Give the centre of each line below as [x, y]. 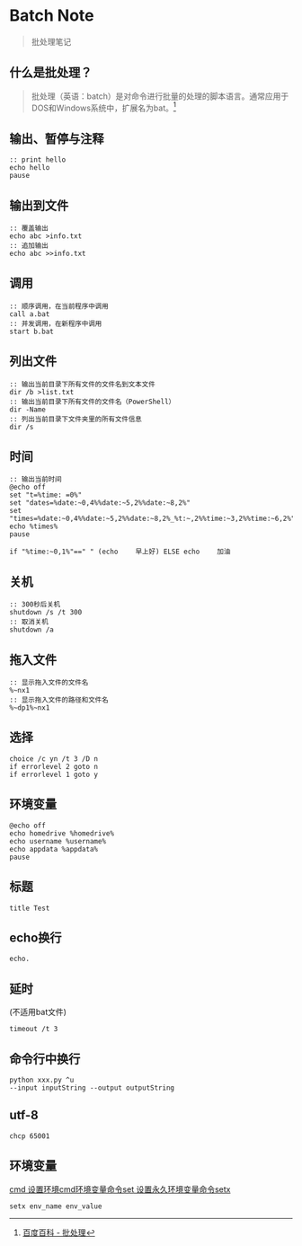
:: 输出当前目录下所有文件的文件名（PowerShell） [93, 402]
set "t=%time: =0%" [46, 495]
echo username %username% [58, 841]
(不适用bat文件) [38, 1012]
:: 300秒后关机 [35, 605]
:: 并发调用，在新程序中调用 [56, 323]
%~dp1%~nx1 [30, 708]
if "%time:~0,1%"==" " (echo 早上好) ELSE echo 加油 [120, 552]
